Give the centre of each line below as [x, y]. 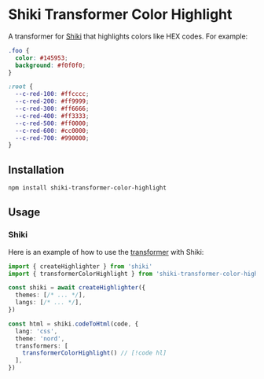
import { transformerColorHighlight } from [81, 274]
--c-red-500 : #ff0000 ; [52, 123]
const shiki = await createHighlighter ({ [77, 288]
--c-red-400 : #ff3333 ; [52, 116]
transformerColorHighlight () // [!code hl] [95, 353]
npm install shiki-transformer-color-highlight [88, 188]
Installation [36, 169]
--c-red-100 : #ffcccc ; [52, 94]
